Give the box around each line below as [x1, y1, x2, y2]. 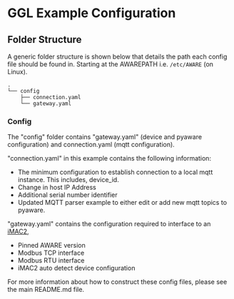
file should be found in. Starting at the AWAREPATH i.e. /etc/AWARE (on [7, 60, 214, 69]
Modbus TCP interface [17, 248, 85, 258]
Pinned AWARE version [17, 241, 86, 250]
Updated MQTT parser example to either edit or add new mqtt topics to [17, 198, 227, 207]
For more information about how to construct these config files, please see [7, 278, 228, 286]
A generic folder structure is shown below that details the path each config [7, 52, 228, 61]
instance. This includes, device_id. [17, 176, 119, 184]
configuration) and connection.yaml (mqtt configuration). [7, 141, 175, 149]
